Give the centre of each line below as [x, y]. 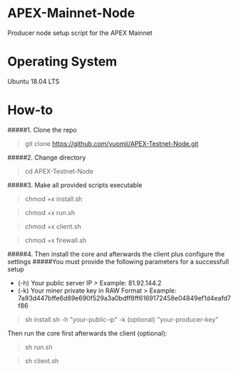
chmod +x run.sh [50, 212]
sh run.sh [38, 347]
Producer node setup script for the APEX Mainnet [80, 33]
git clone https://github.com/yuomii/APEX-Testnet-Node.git [112, 143]
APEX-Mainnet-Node [71, 13]
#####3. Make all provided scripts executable [75, 185]
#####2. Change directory [47, 157]
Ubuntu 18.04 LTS [33, 81]
